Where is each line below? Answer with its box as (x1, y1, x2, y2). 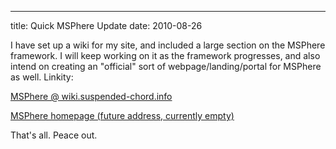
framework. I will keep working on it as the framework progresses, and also (10, 50, 321, 61)
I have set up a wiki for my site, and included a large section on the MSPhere (10, 39, 326, 51)
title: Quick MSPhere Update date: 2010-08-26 (10, 20, 203, 31)
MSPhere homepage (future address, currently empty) (10, 110, 235, 121)
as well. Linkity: (10, 71, 74, 83)
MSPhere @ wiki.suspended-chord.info (10, 91, 173, 102)
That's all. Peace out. (10, 129, 98, 141)
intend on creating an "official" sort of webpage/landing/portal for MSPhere (10, 61, 322, 72)
